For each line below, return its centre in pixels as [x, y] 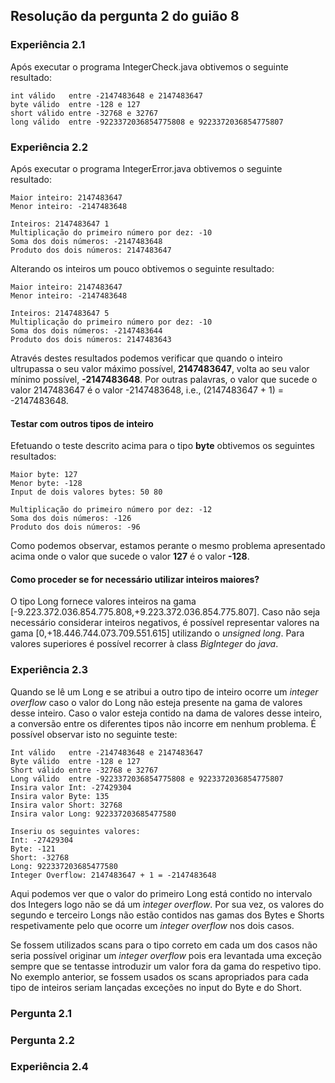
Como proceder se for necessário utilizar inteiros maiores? [135, 579]
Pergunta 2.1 [41, 1013]
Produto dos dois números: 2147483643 [91, 339]
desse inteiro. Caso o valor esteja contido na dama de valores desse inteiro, [166, 713]
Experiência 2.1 [48, 45]
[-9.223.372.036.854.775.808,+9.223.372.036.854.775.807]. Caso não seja [165, 612]
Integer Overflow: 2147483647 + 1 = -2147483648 [113, 875]
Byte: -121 [33, 849]
